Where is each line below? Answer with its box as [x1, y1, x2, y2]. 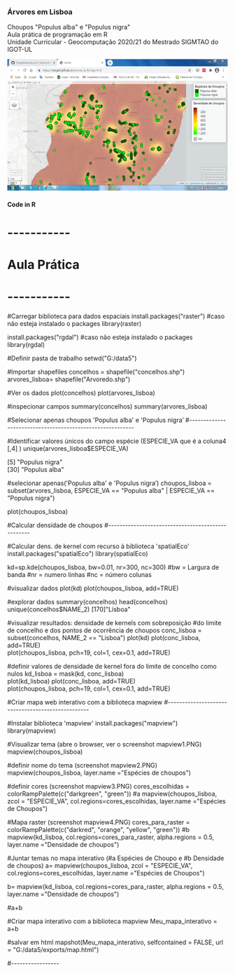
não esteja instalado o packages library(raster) [7, 320, 142, 328]
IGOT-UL [7, 46, 33, 54]
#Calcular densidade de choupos [7, 521, 103, 529]
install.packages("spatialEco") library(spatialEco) [7, 550, 148, 558]
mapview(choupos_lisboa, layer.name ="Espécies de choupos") [7, 768, 191, 777]
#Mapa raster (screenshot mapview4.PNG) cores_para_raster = [7, 818, 190, 826]
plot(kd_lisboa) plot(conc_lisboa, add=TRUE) [7, 677, 136, 686]
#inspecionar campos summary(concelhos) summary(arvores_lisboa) [7, 402, 208, 411]
